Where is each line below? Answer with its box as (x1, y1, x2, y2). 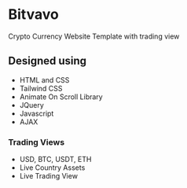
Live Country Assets (19, 163, 86, 172)
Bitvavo (8, 6, 59, 24)
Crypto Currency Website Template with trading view (8, 31, 180, 41)
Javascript (19, 109, 54, 118)
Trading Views (8, 136, 65, 147)
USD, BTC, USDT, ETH (19, 155, 92, 164)
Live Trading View (19, 171, 79, 181)
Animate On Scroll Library (19, 92, 104, 101)
